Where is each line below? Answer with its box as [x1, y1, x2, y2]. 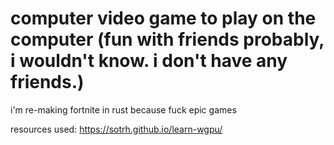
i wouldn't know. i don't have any [10, 50, 288, 72]
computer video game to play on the [10, 7, 317, 30]
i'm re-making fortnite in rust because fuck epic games [10, 103, 237, 116]
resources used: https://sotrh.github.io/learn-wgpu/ [10, 123, 223, 135]
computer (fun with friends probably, [10, 28, 325, 51]
